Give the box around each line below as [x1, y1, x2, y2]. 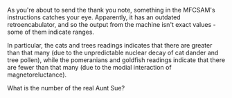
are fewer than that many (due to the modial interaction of [7, 63, 172, 71]
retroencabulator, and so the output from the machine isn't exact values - [7, 21, 216, 28]
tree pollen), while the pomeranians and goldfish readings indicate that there [7, 56, 226, 64]
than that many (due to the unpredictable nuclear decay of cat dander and [7, 48, 219, 57]
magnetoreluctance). [7, 70, 67, 79]
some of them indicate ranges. [7, 28, 95, 36]
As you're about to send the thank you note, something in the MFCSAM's [7, 6, 216, 14]
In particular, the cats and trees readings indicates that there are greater [7, 41, 213, 49]
